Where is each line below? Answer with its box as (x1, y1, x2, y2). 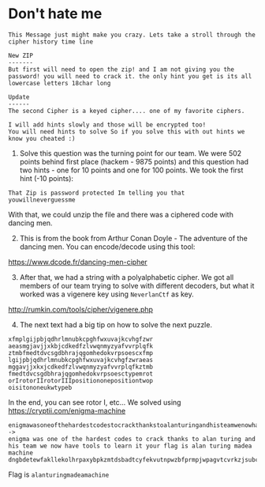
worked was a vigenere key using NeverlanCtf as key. (19, 289, 195, 299)
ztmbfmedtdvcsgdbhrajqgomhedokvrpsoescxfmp (8, 349, 154, 357)
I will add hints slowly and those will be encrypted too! (8, 120, 207, 129)
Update (8, 92, 30, 101)
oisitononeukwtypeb (8, 383, 73, 391)
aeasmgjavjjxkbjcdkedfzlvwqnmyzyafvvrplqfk (8, 342, 154, 350)
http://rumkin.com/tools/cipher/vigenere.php (8, 304, 154, 314)
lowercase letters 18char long (8, 79, 111, 87)
